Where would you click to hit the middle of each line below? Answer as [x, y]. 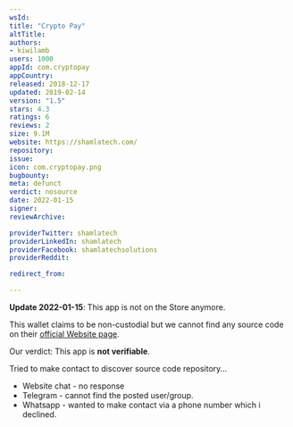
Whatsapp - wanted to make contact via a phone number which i [141, 405]
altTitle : [28, 34]
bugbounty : [29, 175]
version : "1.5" [38, 100]
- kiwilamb [29, 51]
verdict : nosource [43, 192]
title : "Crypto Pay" [48, 26]
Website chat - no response [73, 386]
